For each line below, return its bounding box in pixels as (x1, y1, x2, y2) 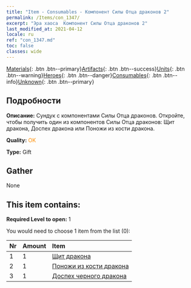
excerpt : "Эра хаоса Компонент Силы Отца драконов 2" (6, 20, 148, 26)
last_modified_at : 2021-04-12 (6, 26, 83, 32)
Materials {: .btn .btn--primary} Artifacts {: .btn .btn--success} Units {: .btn (6, 65, 185, 72)
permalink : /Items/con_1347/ (6, 15, 80, 21)
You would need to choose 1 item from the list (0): (6, 227, 130, 235)
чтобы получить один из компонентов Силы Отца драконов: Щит (6, 118, 175, 125)
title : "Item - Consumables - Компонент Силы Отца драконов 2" (6, 9, 170, 15)
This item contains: (6, 199, 81, 210)
